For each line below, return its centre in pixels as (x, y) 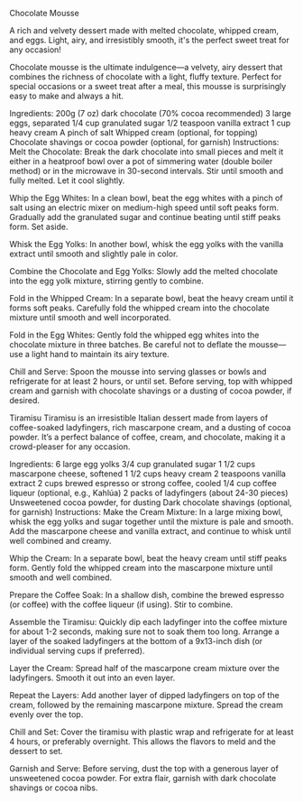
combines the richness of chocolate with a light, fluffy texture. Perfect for (146, 77)
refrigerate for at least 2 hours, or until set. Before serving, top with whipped (151, 381)
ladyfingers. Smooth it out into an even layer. (92, 678)
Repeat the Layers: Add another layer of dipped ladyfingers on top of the (144, 695)
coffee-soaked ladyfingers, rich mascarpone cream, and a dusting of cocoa (150, 427)
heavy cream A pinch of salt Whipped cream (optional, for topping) (134, 133)
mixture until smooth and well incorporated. (90, 318)
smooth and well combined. (61, 577)
